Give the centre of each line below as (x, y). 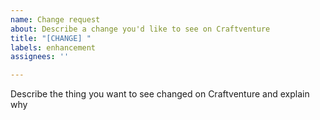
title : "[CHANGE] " (51, 38)
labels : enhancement (53, 47)
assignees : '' (40, 57)
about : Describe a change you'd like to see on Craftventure (140, 29)
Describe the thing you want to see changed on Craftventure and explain (160, 94)
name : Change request (55, 19)
